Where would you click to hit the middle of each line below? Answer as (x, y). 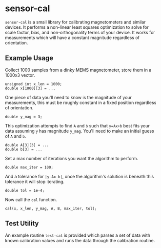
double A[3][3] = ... (27, 145)
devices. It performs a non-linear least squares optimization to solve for (77, 27)
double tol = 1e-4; (25, 190)
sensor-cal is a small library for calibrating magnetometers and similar (75, 22)
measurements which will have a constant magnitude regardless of (72, 38)
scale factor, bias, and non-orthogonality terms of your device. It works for (80, 32)
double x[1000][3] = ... (30, 88)
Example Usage (29, 58)
